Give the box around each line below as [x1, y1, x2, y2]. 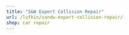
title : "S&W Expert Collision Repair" [6, 8, 104, 15]
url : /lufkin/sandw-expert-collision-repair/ [6, 14, 123, 20]
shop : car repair [6, 20, 50, 26]
